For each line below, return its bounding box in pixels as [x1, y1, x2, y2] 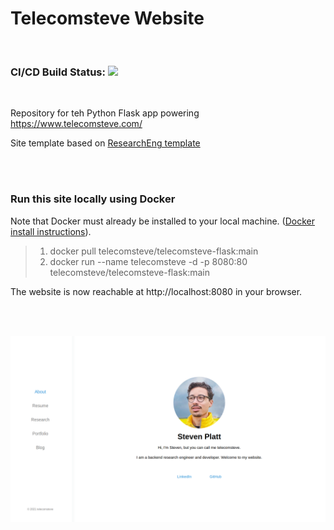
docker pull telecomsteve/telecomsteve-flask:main [49, 245, 259, 257]
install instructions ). [10, 225, 92, 237]
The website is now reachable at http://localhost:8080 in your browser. [10, 285, 303, 297]
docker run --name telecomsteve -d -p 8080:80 [49, 255, 248, 267]
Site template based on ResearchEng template [10, 137, 201, 149]
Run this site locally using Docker [10, 192, 176, 206]
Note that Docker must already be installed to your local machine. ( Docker [10, 215, 315, 227]
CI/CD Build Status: [10, 65, 106, 79]
